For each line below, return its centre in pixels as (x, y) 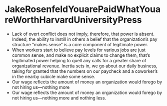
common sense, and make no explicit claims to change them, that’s (81, 55)
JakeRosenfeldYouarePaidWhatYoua (83, 9)
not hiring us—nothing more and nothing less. (59, 98)
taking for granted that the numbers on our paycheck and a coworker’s (85, 71)
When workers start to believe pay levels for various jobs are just (79, 50)
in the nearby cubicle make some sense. (53, 76)
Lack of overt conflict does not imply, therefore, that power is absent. (83, 34)
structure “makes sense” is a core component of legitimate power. (80, 44)
